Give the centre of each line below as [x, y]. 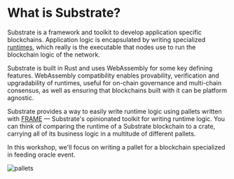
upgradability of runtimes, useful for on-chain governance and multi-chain [115, 83]
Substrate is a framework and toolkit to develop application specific [104, 32]
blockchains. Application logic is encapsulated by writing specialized [106, 39]
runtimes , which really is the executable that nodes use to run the [102, 47]
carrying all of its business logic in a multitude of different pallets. [102, 134]
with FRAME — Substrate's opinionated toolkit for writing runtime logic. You [116, 119]
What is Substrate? [64, 13]
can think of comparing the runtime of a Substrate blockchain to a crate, [111, 126]
